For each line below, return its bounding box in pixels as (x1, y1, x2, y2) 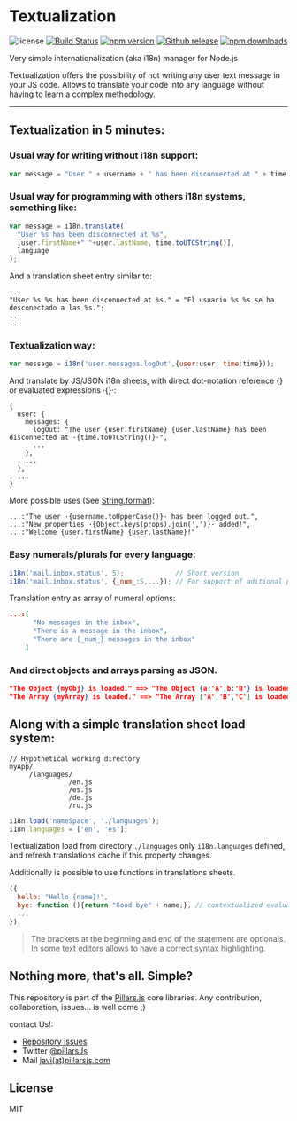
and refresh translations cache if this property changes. (9, 850, 212, 861)
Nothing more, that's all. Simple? (9, 968, 193, 984)
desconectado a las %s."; (9, 303, 104, 312)
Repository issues (21, 1036, 88, 1047)
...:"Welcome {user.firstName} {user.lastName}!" (9, 528, 196, 537)
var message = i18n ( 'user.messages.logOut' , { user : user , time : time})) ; (9, 359, 275, 369)
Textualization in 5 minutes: (9, 122, 165, 138)
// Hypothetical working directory (9, 754, 141, 764)
